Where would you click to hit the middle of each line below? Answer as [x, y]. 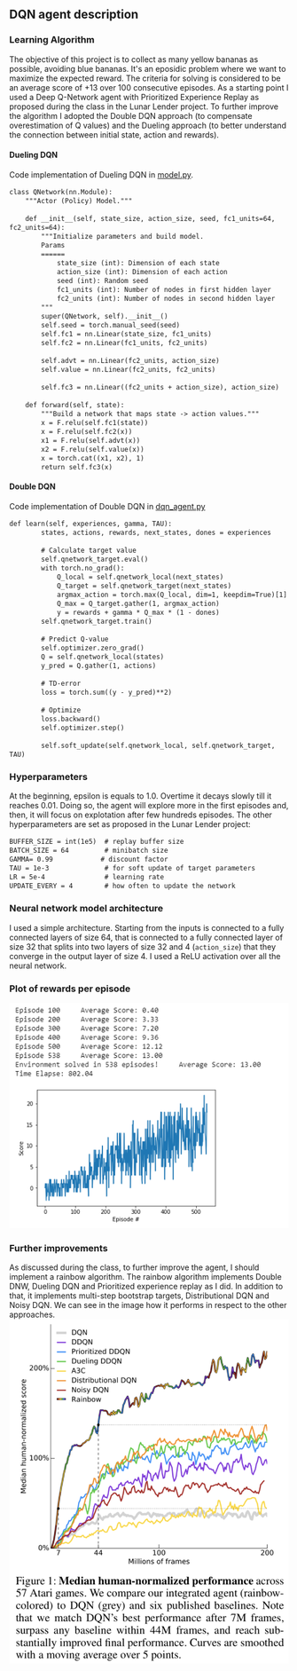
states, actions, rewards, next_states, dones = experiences [156, 533]
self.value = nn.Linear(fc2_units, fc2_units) [129, 369]
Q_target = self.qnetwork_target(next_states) [144, 586]
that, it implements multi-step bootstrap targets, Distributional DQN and [139, 1296]
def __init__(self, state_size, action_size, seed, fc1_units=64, [150, 218]
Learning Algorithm [52, 40]
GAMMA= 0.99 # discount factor [89, 860]
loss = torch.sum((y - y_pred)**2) [107, 693]
